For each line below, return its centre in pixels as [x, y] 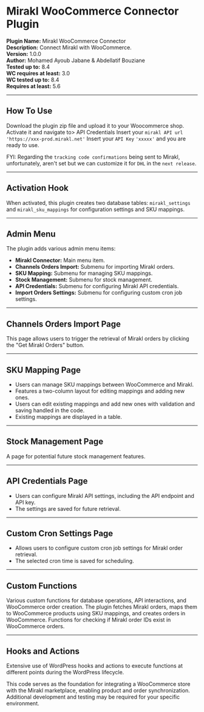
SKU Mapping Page [43, 370]
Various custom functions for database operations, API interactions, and [97, 601]
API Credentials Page [47, 481]
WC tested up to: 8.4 [33, 80]
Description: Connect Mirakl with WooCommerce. [69, 47]
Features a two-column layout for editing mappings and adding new [100, 391]
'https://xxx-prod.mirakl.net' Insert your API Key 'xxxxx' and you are [96, 139]
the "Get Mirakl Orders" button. [45, 345]
